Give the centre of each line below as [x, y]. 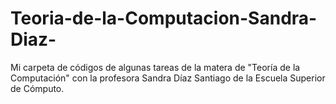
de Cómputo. [37, 88]
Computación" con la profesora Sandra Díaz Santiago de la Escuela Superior [168, 78]
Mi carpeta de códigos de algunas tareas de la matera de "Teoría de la [155, 67]
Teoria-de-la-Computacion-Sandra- [164, 18]
